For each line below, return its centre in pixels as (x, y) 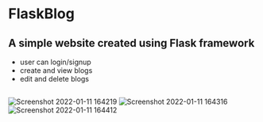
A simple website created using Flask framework (131, 43)
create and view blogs (56, 71)
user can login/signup (55, 62)
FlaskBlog (42, 14)
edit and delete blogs (54, 79)
